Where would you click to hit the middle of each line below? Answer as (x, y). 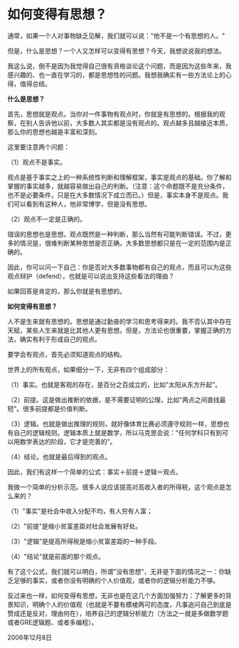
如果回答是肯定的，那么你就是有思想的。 (67, 291)
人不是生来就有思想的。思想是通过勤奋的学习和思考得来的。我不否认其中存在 (119, 321)
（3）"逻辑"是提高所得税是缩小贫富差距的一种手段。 (84, 541)
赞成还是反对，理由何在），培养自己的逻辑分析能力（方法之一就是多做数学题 (118, 613)
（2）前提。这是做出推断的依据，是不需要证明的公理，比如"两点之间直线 (114, 399)
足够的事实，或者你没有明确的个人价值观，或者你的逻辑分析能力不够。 (116, 580)
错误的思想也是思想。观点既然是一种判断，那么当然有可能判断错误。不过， (116, 234)
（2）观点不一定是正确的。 (47, 219)
